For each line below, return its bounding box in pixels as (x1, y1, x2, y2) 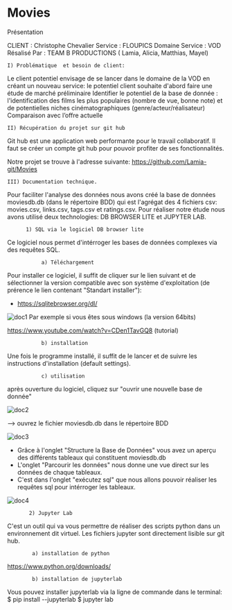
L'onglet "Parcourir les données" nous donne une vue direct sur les (17, 460, 209, 469)
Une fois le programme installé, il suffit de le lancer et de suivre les (7, 352, 197, 360)
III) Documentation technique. (7, 178, 98, 185)
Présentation (7, 28, 44, 36)
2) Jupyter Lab (28, 509, 73, 516)
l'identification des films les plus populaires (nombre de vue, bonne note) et (7, 96, 223, 105)
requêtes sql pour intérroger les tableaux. (17, 482, 136, 491)
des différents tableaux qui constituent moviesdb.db (17, 453, 166, 461)
